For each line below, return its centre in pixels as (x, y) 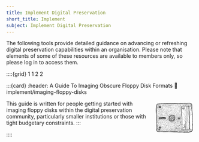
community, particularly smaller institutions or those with (76, 117)
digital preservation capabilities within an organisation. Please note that (94, 50)
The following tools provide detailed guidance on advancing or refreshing (97, 43)
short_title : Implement (36, 19)
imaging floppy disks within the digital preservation (69, 110)
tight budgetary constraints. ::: (43, 123)
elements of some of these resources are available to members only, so (94, 56)
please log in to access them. (43, 63)
